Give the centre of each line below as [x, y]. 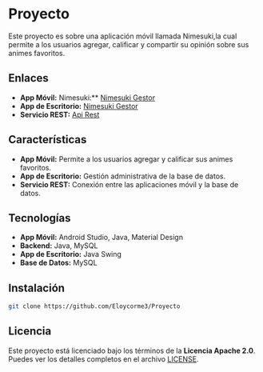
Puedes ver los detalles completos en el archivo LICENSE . [104, 359]
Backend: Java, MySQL [59, 246]
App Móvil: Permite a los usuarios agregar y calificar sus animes [126, 159]
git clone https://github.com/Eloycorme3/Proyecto [94, 306]
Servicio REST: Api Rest [60, 114]
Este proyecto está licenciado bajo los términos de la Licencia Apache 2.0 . [132, 350]
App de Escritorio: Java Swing [71, 254]
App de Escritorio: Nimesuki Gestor [79, 106]
